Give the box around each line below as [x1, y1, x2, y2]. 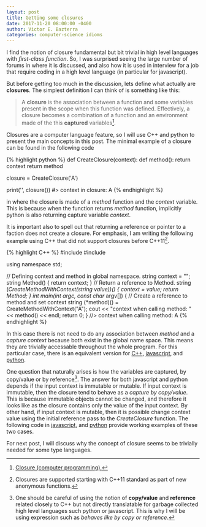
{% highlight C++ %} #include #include [6, 249, 106, 256]
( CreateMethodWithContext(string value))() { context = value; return [6, 286, 179, 293]
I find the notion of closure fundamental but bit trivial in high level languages [6, 48, 199, 56]
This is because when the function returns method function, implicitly [6, 204, 182, 212]
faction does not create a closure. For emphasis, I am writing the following [6, 229, 194, 237]
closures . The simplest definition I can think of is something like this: [6, 87, 180, 94]
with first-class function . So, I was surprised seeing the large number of [6, 55, 188, 63]
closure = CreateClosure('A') [6, 174, 78, 182]
